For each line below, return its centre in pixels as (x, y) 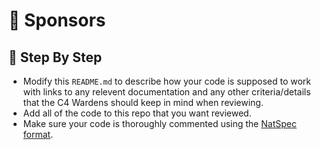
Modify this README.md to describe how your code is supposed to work (167, 81)
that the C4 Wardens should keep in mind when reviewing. (143, 102)
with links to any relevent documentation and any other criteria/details (166, 92)
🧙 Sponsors (57, 20)
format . (38, 134)
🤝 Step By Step (55, 57)
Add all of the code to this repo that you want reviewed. (137, 113)
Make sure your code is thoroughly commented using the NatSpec (159, 123)
